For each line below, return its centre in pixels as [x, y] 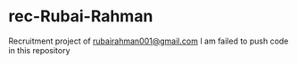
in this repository [39, 50]
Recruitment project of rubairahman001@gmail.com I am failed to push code [149, 41]
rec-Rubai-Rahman [81, 16]
